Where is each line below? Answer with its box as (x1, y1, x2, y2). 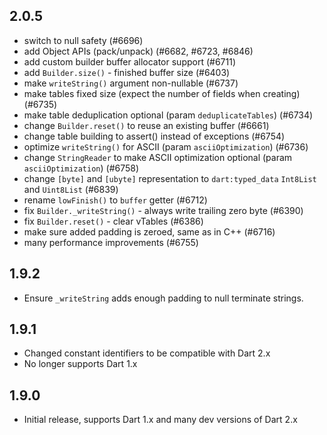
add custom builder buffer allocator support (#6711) (23, 55, 237, 68)
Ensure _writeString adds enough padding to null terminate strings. (23, 292, 304, 304)
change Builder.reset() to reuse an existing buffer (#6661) (23, 119, 270, 131)
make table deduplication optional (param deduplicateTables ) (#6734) (23, 109, 314, 121)
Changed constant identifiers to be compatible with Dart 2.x (23, 347, 271, 359)
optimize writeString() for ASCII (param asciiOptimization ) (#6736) (23, 140, 309, 153)
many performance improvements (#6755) (23, 236, 199, 248)
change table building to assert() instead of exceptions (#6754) (23, 130, 286, 142)
